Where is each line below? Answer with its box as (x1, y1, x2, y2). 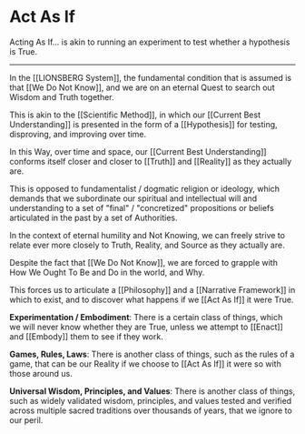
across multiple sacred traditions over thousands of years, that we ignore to (9, 405, 292, 416)
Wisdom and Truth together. (9, 91, 115, 102)
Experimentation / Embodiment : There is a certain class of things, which (9, 311, 283, 322)
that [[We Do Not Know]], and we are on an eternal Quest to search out (9, 82, 275, 93)
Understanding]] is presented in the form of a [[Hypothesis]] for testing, (9, 118, 279, 129)
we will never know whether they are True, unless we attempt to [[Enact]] (9, 321, 283, 332)
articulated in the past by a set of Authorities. (9, 212, 179, 223)
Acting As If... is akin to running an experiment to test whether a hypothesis (9, 36, 290, 47)
